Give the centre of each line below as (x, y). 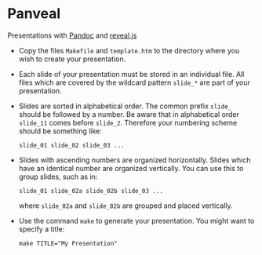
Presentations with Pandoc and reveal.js (72, 35)
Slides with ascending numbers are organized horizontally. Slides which (135, 160)
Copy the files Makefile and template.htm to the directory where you (129, 50)
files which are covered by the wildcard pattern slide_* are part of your (134, 82)
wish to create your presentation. (72, 59)
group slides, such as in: (58, 177)
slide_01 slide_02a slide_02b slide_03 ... (91, 191)
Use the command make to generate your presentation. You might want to (136, 220)
